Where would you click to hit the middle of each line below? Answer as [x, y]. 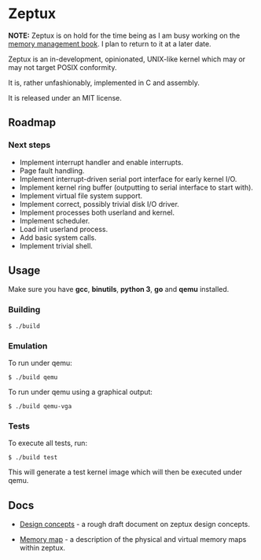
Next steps [29, 145]
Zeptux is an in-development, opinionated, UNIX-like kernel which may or [127, 59]
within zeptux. [42, 548]
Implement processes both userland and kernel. [97, 212]
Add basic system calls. [58, 238]
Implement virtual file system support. [81, 195]
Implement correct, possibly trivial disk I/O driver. [99, 204]
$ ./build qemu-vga [40, 407]
